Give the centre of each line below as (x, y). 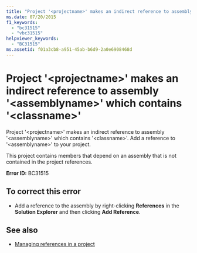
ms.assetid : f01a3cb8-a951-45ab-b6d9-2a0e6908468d (69, 50)
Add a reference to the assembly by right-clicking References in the (97, 206)
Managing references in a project (55, 244)
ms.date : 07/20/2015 (31, 17)
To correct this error (43, 191)
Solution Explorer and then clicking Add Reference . (77, 212)
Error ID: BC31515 (27, 173)
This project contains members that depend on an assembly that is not (91, 155)
